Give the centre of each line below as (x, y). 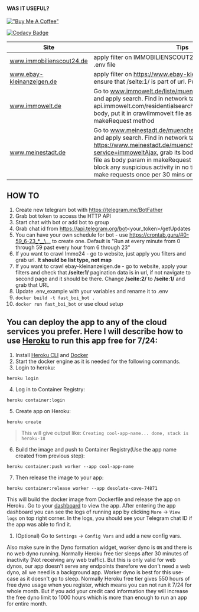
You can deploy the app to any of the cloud (87, 323)
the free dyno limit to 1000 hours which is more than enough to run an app (97, 597)
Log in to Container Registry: (50, 389)
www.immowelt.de (35, 106)
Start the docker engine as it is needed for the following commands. (98, 361)
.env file (105, 65)
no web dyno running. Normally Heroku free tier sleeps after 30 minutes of (97, 553)
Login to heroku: (35, 367)
